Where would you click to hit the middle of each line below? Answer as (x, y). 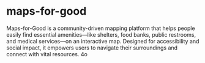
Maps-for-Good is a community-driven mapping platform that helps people (101, 28)
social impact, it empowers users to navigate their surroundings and (92, 48)
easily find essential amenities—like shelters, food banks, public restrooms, (101, 34)
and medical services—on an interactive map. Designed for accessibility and (103, 41)
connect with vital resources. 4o (47, 54)
